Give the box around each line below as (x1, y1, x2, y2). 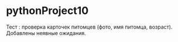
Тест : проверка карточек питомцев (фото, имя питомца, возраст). (6, 23, 173, 30)
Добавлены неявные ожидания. (6, 29, 86, 36)
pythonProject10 (6, 4, 89, 17)
